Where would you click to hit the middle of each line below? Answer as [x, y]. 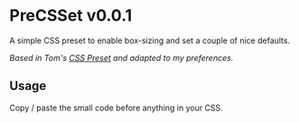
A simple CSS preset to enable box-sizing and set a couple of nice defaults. [150, 40]
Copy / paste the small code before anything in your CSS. [116, 108]
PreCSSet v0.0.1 [71, 16]
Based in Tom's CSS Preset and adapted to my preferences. [121, 57]
